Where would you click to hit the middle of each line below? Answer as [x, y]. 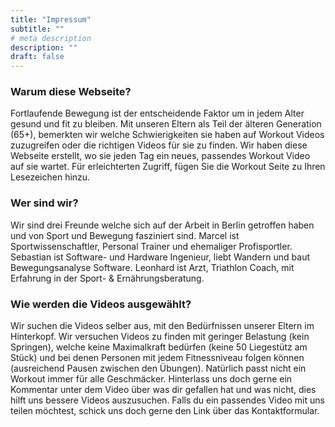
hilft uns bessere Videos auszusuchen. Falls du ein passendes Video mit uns [167, 400]
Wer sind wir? [44, 203]
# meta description [51, 38]
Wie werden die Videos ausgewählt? [101, 304]
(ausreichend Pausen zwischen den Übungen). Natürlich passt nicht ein [158, 368]
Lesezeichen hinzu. [50, 177]
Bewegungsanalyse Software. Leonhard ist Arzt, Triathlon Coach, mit [152, 267]
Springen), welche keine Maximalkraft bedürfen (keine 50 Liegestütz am [159, 347]
